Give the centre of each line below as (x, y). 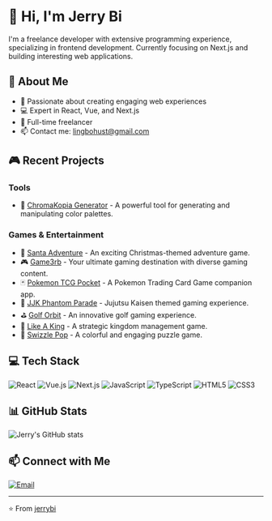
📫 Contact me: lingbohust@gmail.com (85, 131)
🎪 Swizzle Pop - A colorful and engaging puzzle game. (111, 335)
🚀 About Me (38, 81)
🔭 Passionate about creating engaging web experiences (113, 101)
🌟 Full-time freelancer (56, 122)
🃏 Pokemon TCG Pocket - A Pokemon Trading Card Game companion (136, 282)
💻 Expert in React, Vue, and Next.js (80, 110)
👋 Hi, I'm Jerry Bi (66, 17)
